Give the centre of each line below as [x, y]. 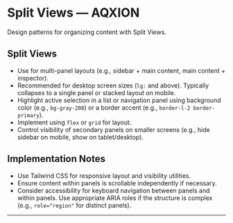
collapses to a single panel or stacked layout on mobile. [96, 92]
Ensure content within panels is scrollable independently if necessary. [117, 183]
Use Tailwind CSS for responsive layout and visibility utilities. [104, 176]
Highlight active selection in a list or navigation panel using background [119, 100]
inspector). [33, 78]
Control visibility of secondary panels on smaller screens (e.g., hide [113, 129]
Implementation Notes [57, 159]
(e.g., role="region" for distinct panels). [74, 205]
